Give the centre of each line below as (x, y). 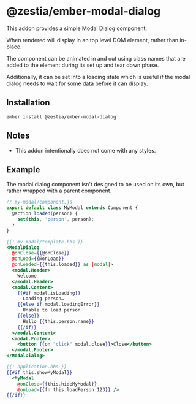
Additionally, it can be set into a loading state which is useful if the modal (98, 77)
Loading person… (43, 299)
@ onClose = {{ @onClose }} (41, 253)
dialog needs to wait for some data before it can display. (77, 83)
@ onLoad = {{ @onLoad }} (38, 259)
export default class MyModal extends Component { (72, 208)
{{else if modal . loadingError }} (58, 305)
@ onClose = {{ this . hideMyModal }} (57, 384)
